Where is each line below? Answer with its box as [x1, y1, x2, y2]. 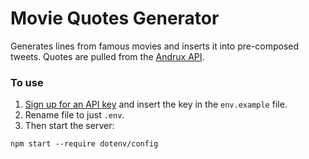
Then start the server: [24, 120, 115, 132]
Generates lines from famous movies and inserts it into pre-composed [10, 40, 300, 52]
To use [10, 75, 44, 89]
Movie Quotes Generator [10, 7, 220, 30]
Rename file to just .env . [24, 109, 125, 121]
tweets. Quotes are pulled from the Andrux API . [10, 50, 205, 62]
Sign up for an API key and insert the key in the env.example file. [24, 98, 288, 111]
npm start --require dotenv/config [10, 139, 159, 149]
